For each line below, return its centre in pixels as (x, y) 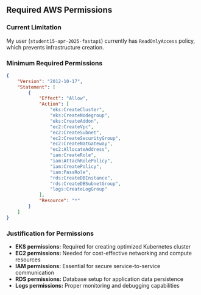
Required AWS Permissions (59, 10)
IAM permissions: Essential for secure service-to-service (88, 266)
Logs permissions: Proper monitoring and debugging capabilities (97, 286)
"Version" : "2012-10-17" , (50, 81)
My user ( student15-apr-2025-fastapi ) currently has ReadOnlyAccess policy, (101, 41)
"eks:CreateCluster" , (77, 110)
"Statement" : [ (37, 87)
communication (35, 273)
